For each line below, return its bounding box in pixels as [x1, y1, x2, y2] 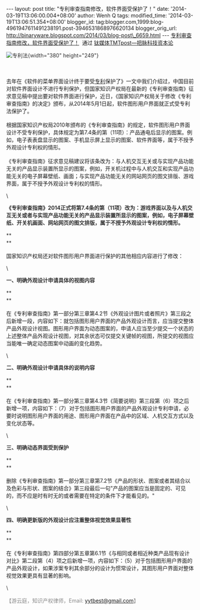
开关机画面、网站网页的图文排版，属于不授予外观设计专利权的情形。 [16, 219, 183, 226]
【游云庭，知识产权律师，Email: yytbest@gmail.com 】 [6, 597, 139, 604]
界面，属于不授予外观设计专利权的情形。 [6, 180, 105, 187]
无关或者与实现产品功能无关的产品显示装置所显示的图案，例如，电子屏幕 [11, 211, 189, 219]
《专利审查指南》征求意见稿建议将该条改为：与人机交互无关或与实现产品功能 [6, 158, 194, 164]
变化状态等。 [6, 420, 37, 427]
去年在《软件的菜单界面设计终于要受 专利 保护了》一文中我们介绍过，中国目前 [6, 78, 194, 85]
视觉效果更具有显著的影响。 [6, 572, 74, 579]
